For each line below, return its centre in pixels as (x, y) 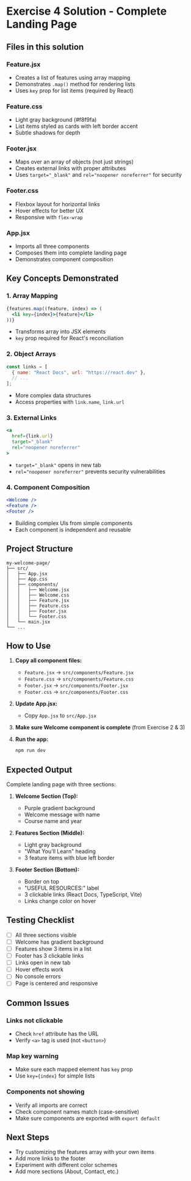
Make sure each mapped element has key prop (74, 1070)
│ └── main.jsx (28, 622)
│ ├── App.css (27, 579)
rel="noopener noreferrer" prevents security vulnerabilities (90, 471)
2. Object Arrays (31, 354)
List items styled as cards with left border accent (77, 126)
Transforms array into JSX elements (60, 332)
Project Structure (40, 549)
